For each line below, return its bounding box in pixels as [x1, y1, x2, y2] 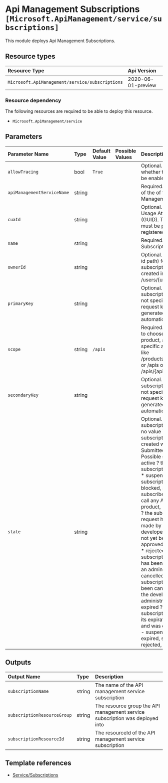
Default [92, 147, 111, 154]
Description [94, 673, 124, 680]
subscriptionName [7, 688, 49, 694]
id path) [140, 257, 159, 264]
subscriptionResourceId [7, 736, 64, 742]
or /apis [140, 361, 159, 368]
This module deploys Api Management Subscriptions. [5, 38, 115, 44]
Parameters [5, 132, 42, 141]
